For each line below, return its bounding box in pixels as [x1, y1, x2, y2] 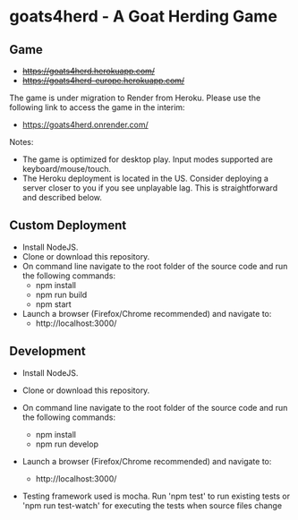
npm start [35, 298, 72, 310]
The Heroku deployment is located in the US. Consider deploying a [21, 173, 268, 183]
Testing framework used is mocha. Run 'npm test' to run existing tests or [21, 490, 291, 501]
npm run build [35, 289, 88, 300]
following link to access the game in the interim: [9, 102, 185, 113]
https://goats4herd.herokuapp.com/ [21, 65, 155, 76]
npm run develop [35, 439, 98, 449]
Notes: [9, 137, 34, 147]
